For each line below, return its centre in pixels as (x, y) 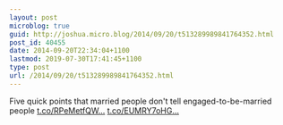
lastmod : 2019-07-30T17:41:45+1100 (76, 59)
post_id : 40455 (38, 42)
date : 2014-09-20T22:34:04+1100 (69, 51)
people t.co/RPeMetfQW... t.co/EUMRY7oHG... (94, 110)
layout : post (34, 17)
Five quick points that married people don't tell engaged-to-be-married (141, 101)
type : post (30, 68)
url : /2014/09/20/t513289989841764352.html (92, 76)
